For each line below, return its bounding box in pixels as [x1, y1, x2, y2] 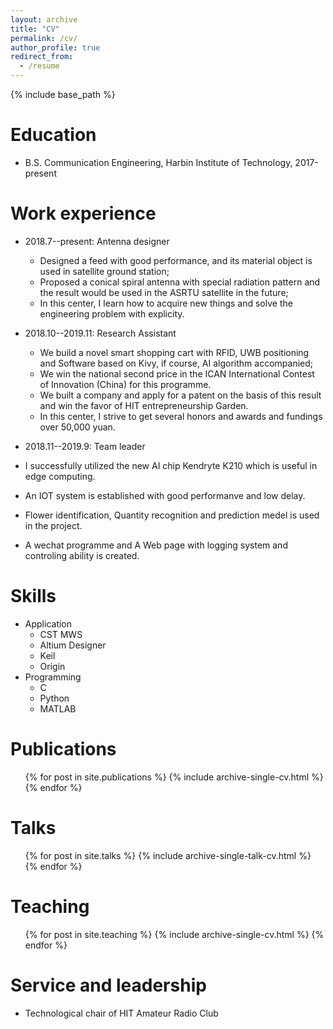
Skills [10, 585, 57, 608]
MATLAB [39, 702, 77, 715]
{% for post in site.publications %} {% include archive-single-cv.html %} [24, 771, 324, 783]
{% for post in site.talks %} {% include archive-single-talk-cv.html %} [24, 849, 312, 861]
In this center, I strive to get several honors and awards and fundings [39, 410, 323, 422]
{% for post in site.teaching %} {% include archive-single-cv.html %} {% [24, 928, 325, 940]
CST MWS [39, 628, 83, 640]
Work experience [10, 202, 157, 225]
